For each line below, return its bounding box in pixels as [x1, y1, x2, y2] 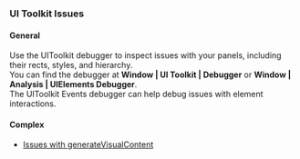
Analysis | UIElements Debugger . [9, 79, 138, 90]
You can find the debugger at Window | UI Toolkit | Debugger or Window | [9, 69, 292, 80]
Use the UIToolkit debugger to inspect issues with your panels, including [9, 50, 282, 61]
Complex [9, 119, 45, 130]
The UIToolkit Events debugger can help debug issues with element [9, 89, 264, 100]
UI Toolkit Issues [9, 7, 85, 20]
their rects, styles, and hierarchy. [9, 60, 133, 71]
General [9, 30, 41, 41]
